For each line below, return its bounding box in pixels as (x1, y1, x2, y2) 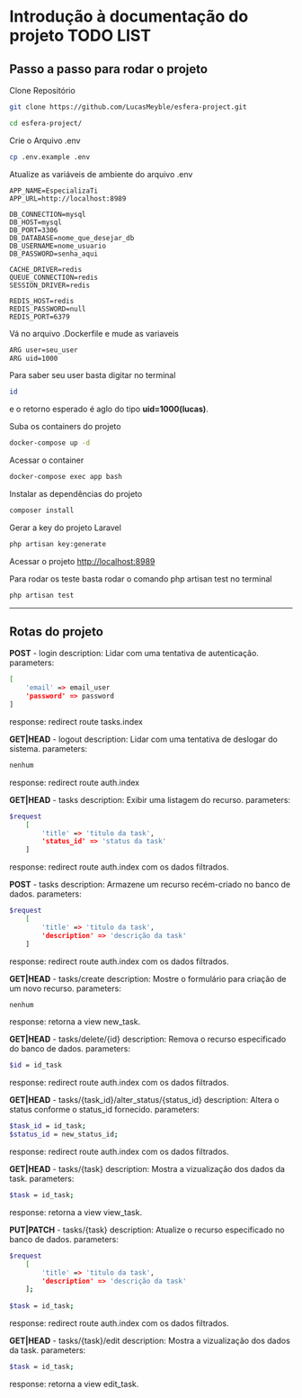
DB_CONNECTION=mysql (9, 210, 87, 219)
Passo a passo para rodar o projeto (9, 61, 209, 77)
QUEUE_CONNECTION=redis (9, 273, 99, 282)
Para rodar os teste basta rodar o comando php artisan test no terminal (9, 573, 272, 584)
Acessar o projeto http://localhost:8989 (9, 555, 155, 566)
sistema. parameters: (9, 743, 88, 753)
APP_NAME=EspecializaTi (9, 186, 99, 195)
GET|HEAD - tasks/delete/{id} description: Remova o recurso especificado (9, 1033, 287, 1045)
